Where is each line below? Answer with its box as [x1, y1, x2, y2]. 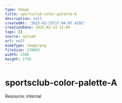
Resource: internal [5, 93, 42, 99]
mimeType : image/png [5, 43, 47, 48]
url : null [5, 39, 25, 44]
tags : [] [5, 29, 23, 34]
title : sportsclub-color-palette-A [5, 12, 77, 16]
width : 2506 [5, 52, 29, 57]
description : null [5, 16, 42, 21]
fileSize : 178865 [5, 47, 40, 52]
